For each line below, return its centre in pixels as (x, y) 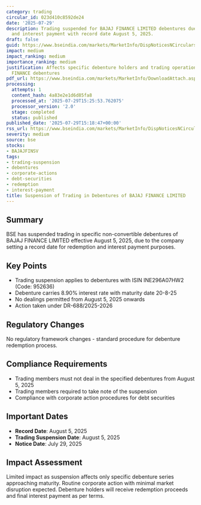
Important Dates (37, 417)
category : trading (29, 12)
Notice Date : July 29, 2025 (48, 443)
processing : (21, 84)
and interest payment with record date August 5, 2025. (83, 34)
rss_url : (17, 129)
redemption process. (32, 345)
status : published (35, 117)
